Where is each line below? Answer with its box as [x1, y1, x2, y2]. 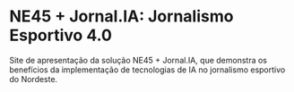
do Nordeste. [9, 73, 58, 84]
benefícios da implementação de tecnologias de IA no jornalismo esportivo [9, 64, 286, 75]
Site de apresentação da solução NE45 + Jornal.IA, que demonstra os [9, 54, 267, 65]
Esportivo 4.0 [9, 25, 112, 46]
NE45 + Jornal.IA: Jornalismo [9, 6, 234, 27]
